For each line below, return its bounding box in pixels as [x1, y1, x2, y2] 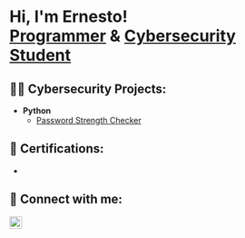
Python [22, 105, 52, 115]
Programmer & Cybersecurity [9, 25, 236, 46]
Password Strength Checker [35, 115, 142, 125]
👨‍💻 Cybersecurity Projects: [9, 81, 167, 96]
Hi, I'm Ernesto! [9, 6, 129, 27]
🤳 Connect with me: [9, 192, 122, 207]
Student [9, 45, 72, 65]
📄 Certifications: [9, 141, 104, 156]
